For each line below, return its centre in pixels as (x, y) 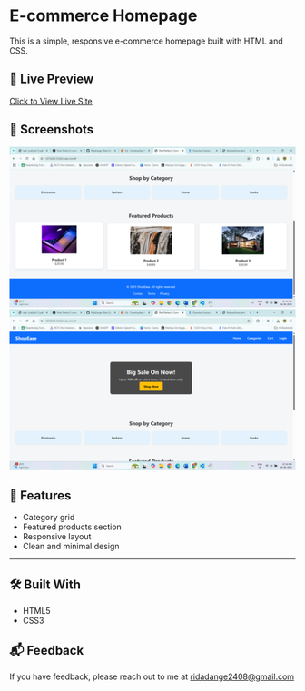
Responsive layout (57, 537)
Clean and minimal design (71, 547)
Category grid (49, 518)
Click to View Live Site (51, 101)
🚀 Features (40, 495)
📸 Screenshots (52, 129)
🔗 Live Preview (52, 79)
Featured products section (72, 527)
